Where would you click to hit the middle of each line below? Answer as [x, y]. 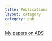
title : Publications [26, 10]
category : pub [20, 19]
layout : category [23, 14]
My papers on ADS [24, 33]
